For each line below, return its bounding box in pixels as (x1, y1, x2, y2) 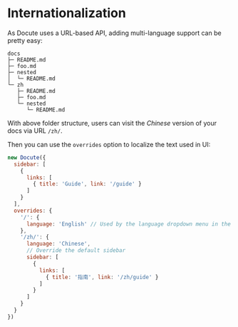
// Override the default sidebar (26, 247, 126, 254)
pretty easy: (7, 36, 43, 44)
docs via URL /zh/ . (7, 126, 63, 135)
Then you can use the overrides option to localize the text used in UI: (7, 140, 211, 149)
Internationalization (7, 5, 126, 21)
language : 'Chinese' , (26, 241, 91, 248)
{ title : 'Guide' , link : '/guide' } (33, 181, 142, 188)
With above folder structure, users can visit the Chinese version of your (7, 119, 217, 127)
